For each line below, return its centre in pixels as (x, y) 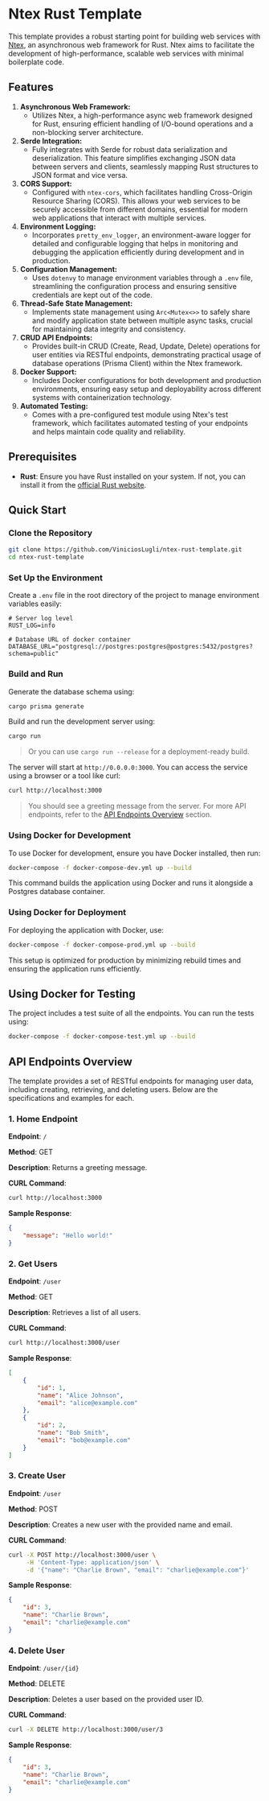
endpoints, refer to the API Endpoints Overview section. (120, 814)
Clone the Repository (51, 533)
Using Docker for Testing (72, 993)
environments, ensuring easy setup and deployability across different (147, 389)
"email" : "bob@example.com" (84, 1440)
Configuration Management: (69, 269)
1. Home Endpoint (43, 1119)
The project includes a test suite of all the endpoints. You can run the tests (131, 1013)
